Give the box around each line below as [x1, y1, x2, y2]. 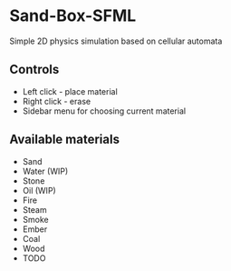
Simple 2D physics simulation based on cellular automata [9, 35, 223, 46]
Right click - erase [22, 95, 91, 106]
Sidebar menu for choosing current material [22, 105, 187, 116]
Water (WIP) [22, 166, 69, 176]
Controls [9, 62, 60, 77]
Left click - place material [22, 85, 118, 96]
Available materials [9, 132, 120, 147]
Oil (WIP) [22, 185, 56, 196]
